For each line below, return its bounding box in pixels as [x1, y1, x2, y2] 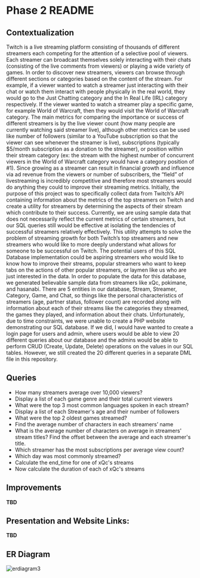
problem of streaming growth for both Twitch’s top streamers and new [6, 234, 179, 242]
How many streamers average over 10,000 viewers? [14, 389, 143, 396]
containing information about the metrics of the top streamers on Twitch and [6, 196, 194, 203]
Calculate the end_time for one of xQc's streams [14, 459, 134, 466]
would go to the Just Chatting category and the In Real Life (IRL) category [6, 94, 188, 101]
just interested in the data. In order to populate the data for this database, [6, 273, 186, 279]
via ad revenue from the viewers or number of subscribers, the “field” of [6, 171, 184, 177]
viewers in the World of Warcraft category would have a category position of [6, 158, 195, 165]
